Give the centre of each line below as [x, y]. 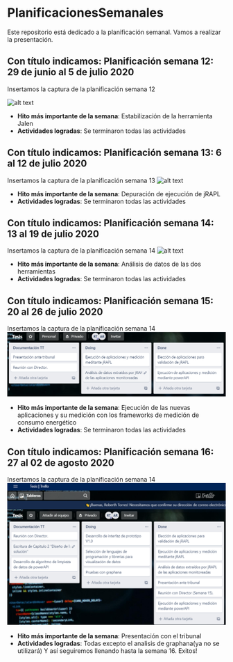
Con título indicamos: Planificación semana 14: [111, 223]
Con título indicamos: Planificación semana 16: [111, 451]
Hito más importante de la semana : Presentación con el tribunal [109, 636]
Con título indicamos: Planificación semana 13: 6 [114, 153]
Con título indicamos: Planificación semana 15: [110, 301]
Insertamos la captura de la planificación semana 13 [81, 180]
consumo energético [47, 423]
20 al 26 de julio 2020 [55, 312]
